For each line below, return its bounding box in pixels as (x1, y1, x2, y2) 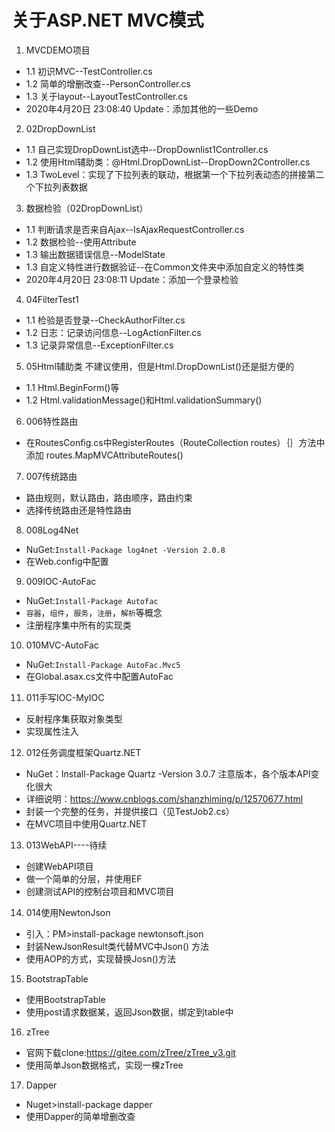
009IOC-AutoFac (25, 575, 97, 587)
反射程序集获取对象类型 (25, 712, 123, 725)
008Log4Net (25, 524, 79, 536)
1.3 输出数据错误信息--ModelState (25, 248, 166, 260)
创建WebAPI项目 (25, 860, 94, 872)
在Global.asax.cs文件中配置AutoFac (25, 670, 174, 682)
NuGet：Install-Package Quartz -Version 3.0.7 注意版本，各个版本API (25, 767, 311, 780)
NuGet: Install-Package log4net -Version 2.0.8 (25, 543, 226, 555)
